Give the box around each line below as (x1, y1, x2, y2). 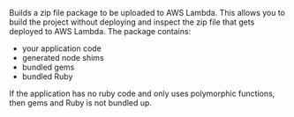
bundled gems (21, 62, 75, 72)
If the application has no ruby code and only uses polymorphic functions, (9, 88, 275, 99)
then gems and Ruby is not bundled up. (9, 98, 153, 108)
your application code (21, 43, 102, 54)
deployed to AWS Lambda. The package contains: (9, 26, 192, 36)
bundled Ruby (21, 71, 73, 82)
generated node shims (21, 53, 104, 62)
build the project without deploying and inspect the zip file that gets (9, 17, 255, 27)
